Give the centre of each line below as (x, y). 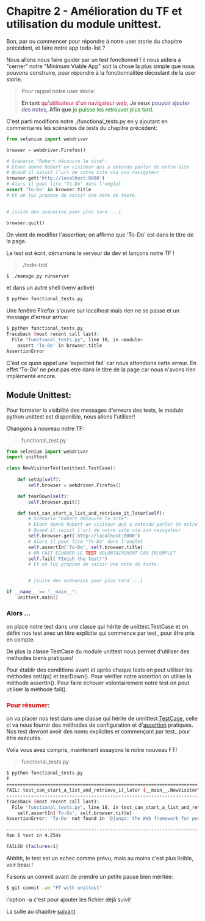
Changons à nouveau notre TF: (45, 428)
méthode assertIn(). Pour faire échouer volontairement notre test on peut (98, 683)
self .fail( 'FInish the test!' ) (68, 559)
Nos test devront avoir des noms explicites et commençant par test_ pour (99, 732)
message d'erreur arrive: (38, 317)
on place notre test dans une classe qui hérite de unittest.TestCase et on (97, 627)
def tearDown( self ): (43, 496)
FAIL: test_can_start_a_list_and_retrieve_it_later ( (76, 790)
